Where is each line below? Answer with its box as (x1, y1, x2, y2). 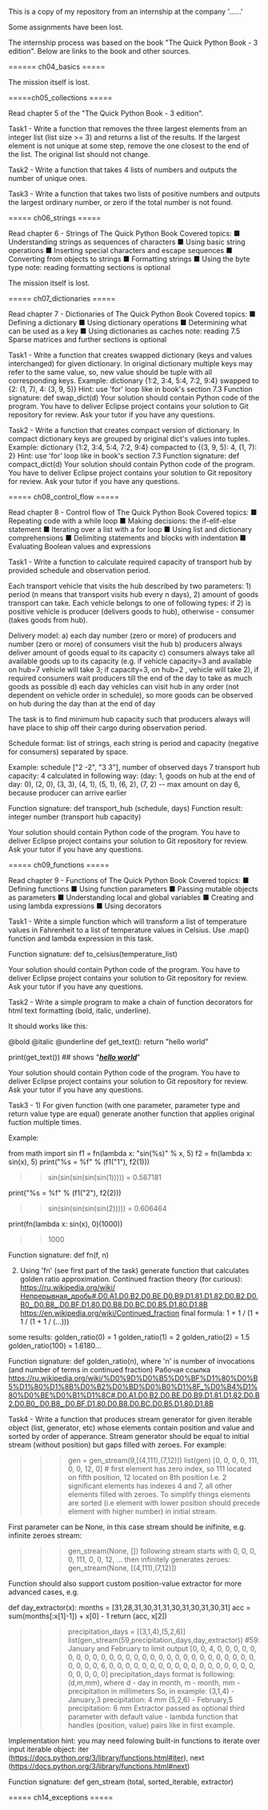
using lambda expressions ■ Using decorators (8, 901, 162, 910)
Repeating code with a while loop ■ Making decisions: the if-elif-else (8, 516, 237, 526)
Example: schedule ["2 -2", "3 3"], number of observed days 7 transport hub (8, 763, 261, 772)
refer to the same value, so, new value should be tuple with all (8, 368, 213, 377)
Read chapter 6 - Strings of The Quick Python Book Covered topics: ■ (8, 228, 241, 238)
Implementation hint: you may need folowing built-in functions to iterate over (8, 1736, 261, 1745)
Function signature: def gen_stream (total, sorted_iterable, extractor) (8, 1777, 234, 1786)
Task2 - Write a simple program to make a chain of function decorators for (8, 998, 254, 1006)
